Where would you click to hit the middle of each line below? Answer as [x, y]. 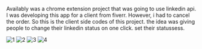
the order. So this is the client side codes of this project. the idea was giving [101, 21]
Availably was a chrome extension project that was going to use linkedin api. [101, 9]
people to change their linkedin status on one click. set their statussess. [96, 28]
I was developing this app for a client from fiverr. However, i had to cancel [98, 15]
